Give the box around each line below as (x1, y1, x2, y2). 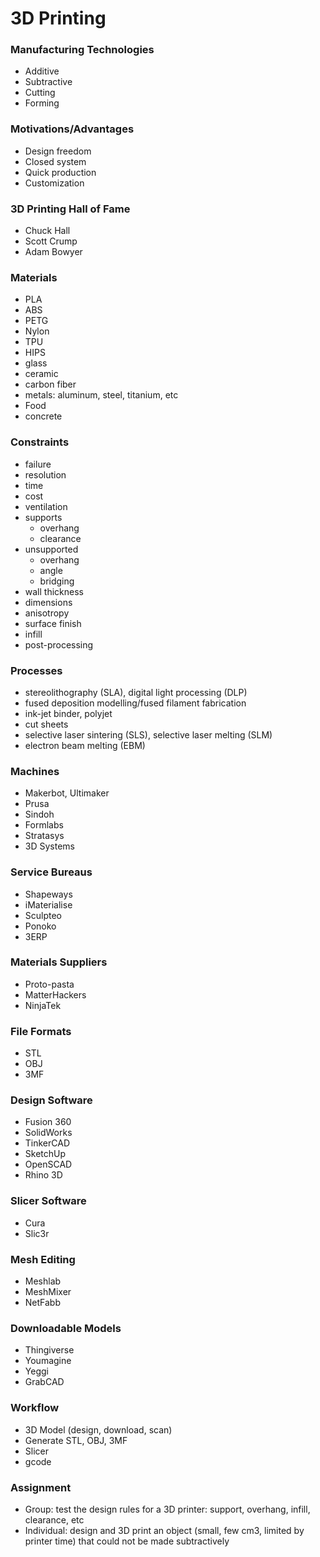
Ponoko (24, 920, 57, 932)
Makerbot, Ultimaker (24, 787, 110, 799)
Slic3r (24, 1227, 50, 1239)
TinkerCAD (24, 1137, 71, 1149)
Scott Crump (24, 235, 78, 247)
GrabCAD (24, 1376, 65, 1388)
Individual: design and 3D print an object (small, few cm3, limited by (24, 1524, 305, 1536)
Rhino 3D (24, 1169, 63, 1181)
